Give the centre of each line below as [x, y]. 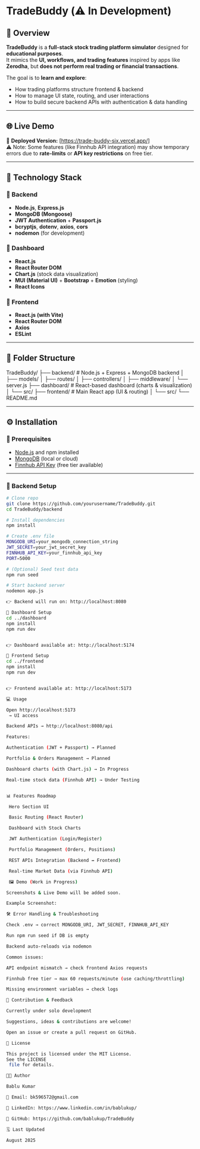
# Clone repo [22, 498]
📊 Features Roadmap [31, 796]
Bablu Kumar [21, 1086]
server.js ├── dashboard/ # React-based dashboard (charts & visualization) [99, 385]
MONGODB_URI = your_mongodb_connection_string [62, 542]
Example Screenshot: [32, 904]
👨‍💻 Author [18, 1076]
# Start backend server [36, 586]
